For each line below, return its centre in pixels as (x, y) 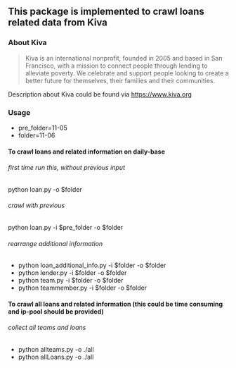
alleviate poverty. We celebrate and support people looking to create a (127, 73)
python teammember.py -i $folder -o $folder (83, 288)
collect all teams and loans (47, 328)
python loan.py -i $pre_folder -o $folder (66, 227)
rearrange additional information (55, 243)
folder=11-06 (37, 135)
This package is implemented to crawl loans (106, 12)
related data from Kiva (58, 23)
